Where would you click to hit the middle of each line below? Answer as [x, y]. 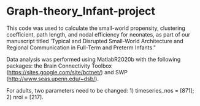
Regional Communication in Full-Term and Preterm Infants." [81, 48]
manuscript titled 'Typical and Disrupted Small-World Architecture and [95, 41]
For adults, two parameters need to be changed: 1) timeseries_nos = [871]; [100, 90]
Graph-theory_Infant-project [81, 11]
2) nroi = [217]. [25, 97]
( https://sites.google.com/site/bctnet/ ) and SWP [67, 72]
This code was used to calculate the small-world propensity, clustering [96, 28]
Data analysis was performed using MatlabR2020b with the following [94, 59]
